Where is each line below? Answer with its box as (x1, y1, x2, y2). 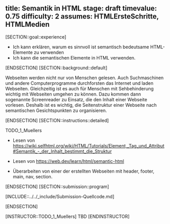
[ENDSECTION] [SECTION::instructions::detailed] (5, 117, 109, 123)
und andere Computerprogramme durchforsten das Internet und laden (5, 80, 154, 86)
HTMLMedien (5, 20, 50, 29)
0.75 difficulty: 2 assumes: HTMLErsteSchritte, (5, 12, 159, 21)
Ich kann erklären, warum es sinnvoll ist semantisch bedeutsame (12, 44, 150, 50)
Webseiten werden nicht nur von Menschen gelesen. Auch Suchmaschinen (5, 74, 164, 81)
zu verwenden (34, 49, 64, 55)
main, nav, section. (12, 173, 53, 179)
